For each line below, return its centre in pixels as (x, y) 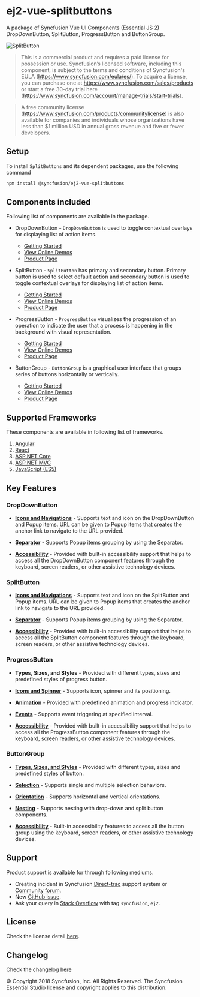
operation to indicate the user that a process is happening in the (94, 326)
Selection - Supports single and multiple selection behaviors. (90, 785)
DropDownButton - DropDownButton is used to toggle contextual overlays (104, 228)
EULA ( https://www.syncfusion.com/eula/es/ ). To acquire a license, (104, 76)
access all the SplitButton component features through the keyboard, (100, 638)
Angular (25, 444)
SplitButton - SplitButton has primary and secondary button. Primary (100, 271)
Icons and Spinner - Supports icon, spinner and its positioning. (93, 690)
